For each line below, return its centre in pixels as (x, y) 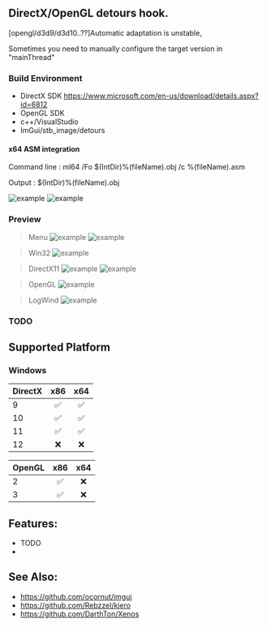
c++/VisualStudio (49, 122)
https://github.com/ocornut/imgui (76, 596)
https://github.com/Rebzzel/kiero (75, 605)
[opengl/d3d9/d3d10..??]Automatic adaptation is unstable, (106, 32)
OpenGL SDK (42, 114)
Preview (25, 220)
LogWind (43, 300)
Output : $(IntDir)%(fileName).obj (64, 183)
